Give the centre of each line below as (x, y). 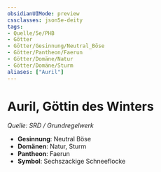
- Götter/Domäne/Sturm (40, 65)
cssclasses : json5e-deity (45, 20)
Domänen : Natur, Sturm (52, 146)
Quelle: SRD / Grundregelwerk (51, 125)
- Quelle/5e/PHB (31, 33)
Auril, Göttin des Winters (80, 106)
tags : (15, 26)
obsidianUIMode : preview (43, 14)
